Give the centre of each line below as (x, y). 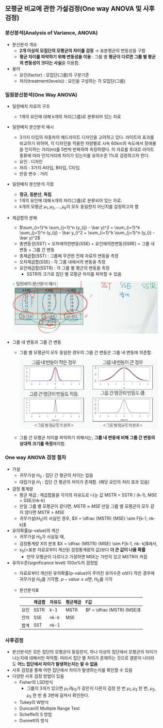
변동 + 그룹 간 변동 (37, 249)
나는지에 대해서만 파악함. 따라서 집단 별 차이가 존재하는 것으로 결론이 (77, 658)
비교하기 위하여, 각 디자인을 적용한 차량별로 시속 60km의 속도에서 (81, 143)
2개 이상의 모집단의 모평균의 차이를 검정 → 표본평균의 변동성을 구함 (82, 51)
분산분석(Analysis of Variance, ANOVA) (51, 33)
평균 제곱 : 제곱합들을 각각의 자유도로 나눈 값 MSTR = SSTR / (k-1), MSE (88, 495)
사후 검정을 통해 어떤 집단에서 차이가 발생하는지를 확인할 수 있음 (72, 670)
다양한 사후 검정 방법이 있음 (38, 676)
